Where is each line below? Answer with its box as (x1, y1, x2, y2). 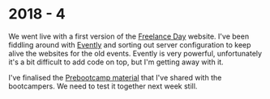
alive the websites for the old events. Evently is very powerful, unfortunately (8, 48, 262, 58)
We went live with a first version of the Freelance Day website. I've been (8, 31, 250, 41)
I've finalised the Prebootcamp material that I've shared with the (8, 72, 222, 82)
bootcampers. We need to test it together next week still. (8, 81, 198, 91)
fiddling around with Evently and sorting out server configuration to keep (8, 39, 251, 49)
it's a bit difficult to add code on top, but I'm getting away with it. (8, 57, 225, 67)
